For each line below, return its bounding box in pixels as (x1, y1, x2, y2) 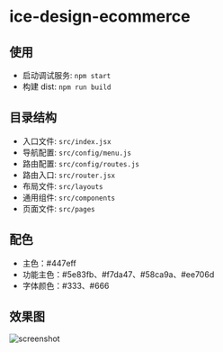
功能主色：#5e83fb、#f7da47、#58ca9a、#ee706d (22, 268, 215, 280)
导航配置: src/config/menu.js (22, 147, 132, 158)
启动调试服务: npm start (22, 70, 111, 80)
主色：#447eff (22, 257, 76, 268)
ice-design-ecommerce (9, 6, 191, 27)
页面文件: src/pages (22, 203, 96, 213)
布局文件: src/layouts (22, 180, 103, 191)
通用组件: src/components (22, 192, 116, 203)
